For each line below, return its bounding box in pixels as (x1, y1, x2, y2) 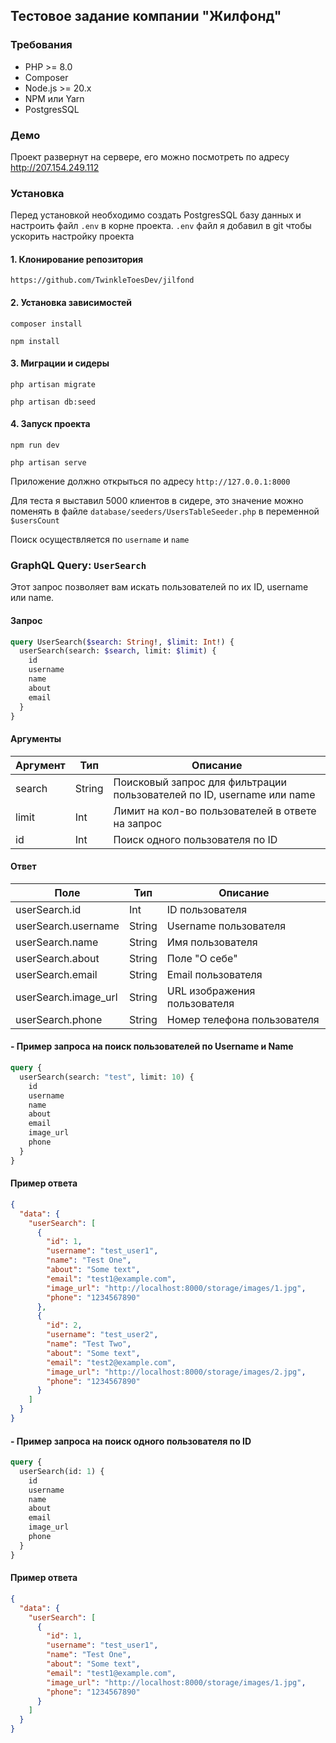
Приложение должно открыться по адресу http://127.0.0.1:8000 (10, 475, 291, 488)
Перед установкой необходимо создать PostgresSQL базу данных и (10, 209, 302, 221)
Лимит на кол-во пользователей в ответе (113, 804, 317, 818)
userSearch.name (15, 935, 99, 949)
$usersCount (10, 516, 60, 526)
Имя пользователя (166, 935, 258, 949)
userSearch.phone (15, 1012, 103, 1026)
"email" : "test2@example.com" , (46, 1357, 177, 1368)
